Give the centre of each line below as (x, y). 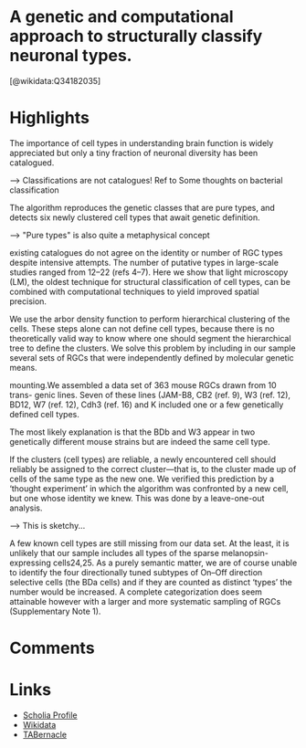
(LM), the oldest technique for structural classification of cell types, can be (150, 281)
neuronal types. (71, 56)
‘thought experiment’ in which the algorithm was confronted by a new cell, (149, 488)
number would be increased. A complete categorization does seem (136, 592)
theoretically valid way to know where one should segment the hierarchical (150, 338)
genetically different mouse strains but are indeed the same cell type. (140, 441)
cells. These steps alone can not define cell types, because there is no (142, 328)
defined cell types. (45, 414)
